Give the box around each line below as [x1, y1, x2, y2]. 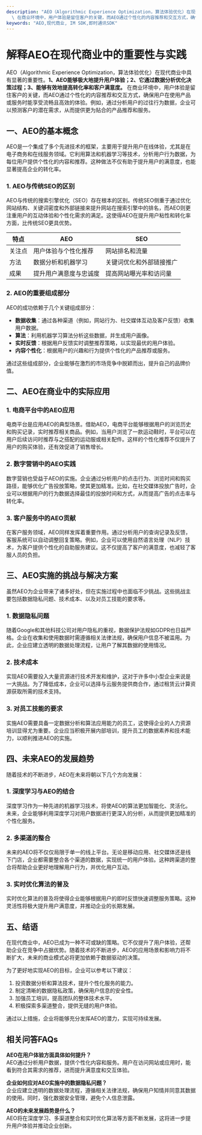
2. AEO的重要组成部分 [6, 289, 70, 297]
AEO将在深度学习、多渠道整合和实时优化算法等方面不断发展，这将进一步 [6, 1115, 186, 1122]
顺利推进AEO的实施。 [22, 734, 75, 741]
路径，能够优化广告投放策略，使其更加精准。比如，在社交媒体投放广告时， [6, 482, 191, 490]
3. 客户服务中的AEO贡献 [6, 514, 76, 522]
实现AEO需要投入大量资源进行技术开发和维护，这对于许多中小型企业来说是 [6, 673, 191, 680]
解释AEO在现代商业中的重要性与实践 [6, 48, 187, 61]
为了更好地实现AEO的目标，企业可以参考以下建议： [6, 967, 133, 974]
